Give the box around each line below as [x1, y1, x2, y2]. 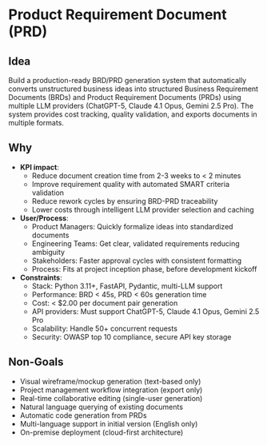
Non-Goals [8, 356, 64, 369]
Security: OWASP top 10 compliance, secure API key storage [31, 332, 232, 341]
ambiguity [31, 247, 66, 256]
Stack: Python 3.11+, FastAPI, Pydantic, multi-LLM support [31, 281, 223, 291]
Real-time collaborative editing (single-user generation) [19, 393, 203, 403]
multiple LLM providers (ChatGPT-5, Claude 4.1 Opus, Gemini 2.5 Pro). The [8, 101, 254, 110]
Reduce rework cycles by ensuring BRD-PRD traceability [31, 196, 218, 205]
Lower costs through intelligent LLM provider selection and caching [31, 205, 254, 214]
